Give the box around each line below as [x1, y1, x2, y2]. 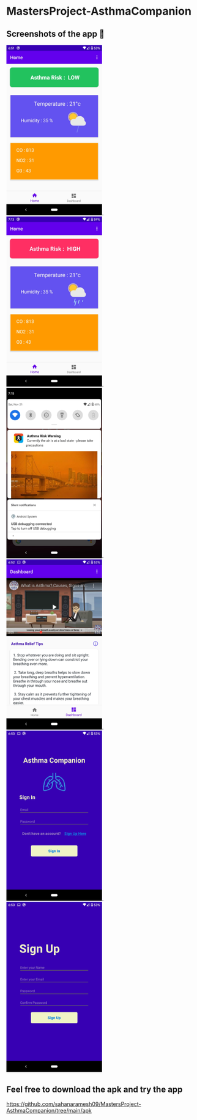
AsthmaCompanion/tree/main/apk [6, 1107, 92, 1114]
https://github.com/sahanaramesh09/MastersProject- [6, 1100, 142, 1108]
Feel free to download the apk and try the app [6, 1084, 183, 1094]
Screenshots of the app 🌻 [6, 29, 105, 39]
